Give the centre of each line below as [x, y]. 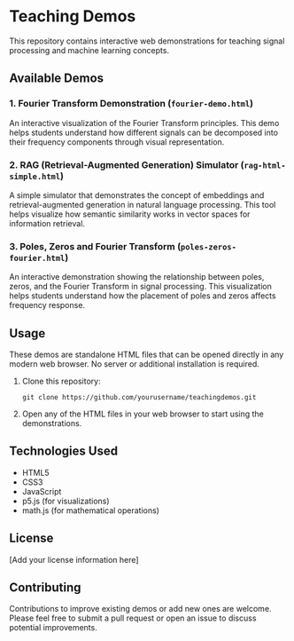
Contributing [45, 588]
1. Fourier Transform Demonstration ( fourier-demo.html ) [132, 104]
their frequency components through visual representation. [117, 142]
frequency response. [47, 305]
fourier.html [37, 258]
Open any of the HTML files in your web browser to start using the [143, 414]
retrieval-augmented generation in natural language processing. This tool [143, 204]
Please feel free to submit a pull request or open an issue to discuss [133, 618]
